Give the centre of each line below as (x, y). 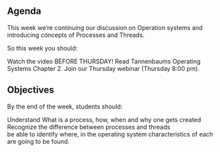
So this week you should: (42, 48)
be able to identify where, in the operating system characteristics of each (110, 134)
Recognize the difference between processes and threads (89, 127)
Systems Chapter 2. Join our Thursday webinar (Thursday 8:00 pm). (104, 68)
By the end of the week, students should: (65, 106)
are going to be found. (38, 141)
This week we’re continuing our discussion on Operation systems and (105, 27)
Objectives (31, 90)
